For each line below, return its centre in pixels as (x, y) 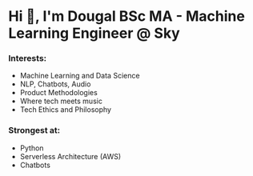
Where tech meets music (61, 101)
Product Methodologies (58, 93)
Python (32, 148)
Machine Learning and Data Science (80, 76)
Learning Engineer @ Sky (94, 33)
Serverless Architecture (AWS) (70, 156)
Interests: (28, 58)
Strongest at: (34, 130)
